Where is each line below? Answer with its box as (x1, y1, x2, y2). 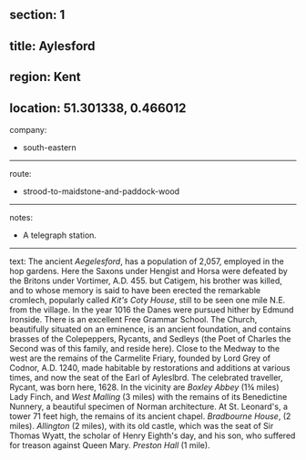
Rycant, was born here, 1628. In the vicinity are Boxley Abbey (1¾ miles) (9, 382, 280, 393)
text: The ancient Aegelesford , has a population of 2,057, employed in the (9, 255, 284, 267)
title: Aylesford (9, 38, 96, 54)
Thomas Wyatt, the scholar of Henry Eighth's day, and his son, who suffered (9, 430, 296, 441)
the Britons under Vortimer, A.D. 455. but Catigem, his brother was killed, (9, 275, 282, 286)
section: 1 (9, 7, 66, 23)
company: (9, 124, 47, 135)
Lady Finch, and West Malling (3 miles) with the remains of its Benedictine (9, 391, 288, 402)
